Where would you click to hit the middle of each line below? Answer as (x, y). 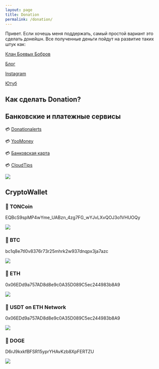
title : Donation (22, 15)
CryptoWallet (26, 192)
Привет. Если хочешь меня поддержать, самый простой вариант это (79, 34)
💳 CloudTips (19, 165)
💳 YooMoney (19, 141)
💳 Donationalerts (23, 129)
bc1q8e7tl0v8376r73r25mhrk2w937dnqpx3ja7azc (57, 251)
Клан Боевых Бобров (28, 54)
